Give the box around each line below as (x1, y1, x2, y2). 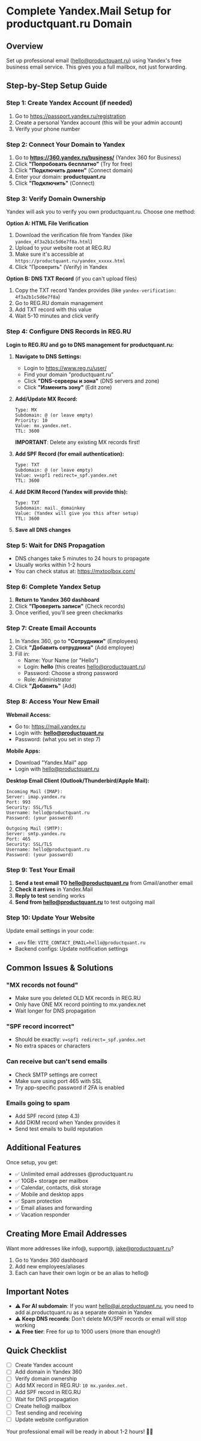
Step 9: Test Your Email (6, 865, 76, 874)
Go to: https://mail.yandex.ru (14, 723, 86, 730)
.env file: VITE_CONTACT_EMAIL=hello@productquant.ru (14, 939, 146, 946)
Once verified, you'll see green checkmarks (14, 609, 123, 616)
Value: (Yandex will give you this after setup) (14, 510, 139, 516)
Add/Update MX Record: (14, 395, 78, 403)
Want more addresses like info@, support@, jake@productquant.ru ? (6, 1244, 174, 1252)
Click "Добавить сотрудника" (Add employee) (14, 644, 135, 651)
